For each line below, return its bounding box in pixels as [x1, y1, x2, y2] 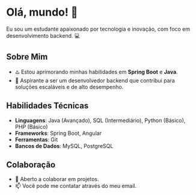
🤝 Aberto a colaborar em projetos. [14, 176, 99, 183]
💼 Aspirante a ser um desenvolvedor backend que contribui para [14, 76, 176, 84]
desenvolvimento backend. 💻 [6, 32, 80, 39]
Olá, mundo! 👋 [6, 5, 78, 19]
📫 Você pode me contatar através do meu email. [14, 182, 137, 190]
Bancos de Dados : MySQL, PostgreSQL [14, 142, 114, 149]
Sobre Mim [6, 52, 48, 62]
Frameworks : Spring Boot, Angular [14, 129, 102, 137]
